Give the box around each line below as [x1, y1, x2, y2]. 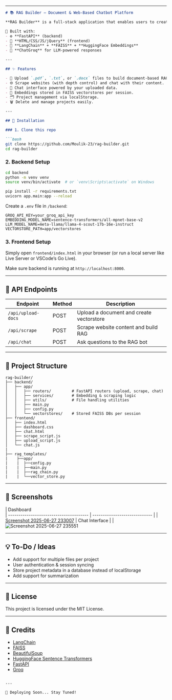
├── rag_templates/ [5, 451, 47, 456]
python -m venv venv [5, 175, 50, 180]
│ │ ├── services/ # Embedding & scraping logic [5, 393, 137, 398]
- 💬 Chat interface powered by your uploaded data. [5, 85, 118, 90]
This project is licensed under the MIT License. [5, 606, 104, 612]
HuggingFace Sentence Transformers [12, 656, 92, 662]
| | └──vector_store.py [5, 474, 66, 479]
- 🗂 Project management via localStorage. [5, 95, 99, 100]
